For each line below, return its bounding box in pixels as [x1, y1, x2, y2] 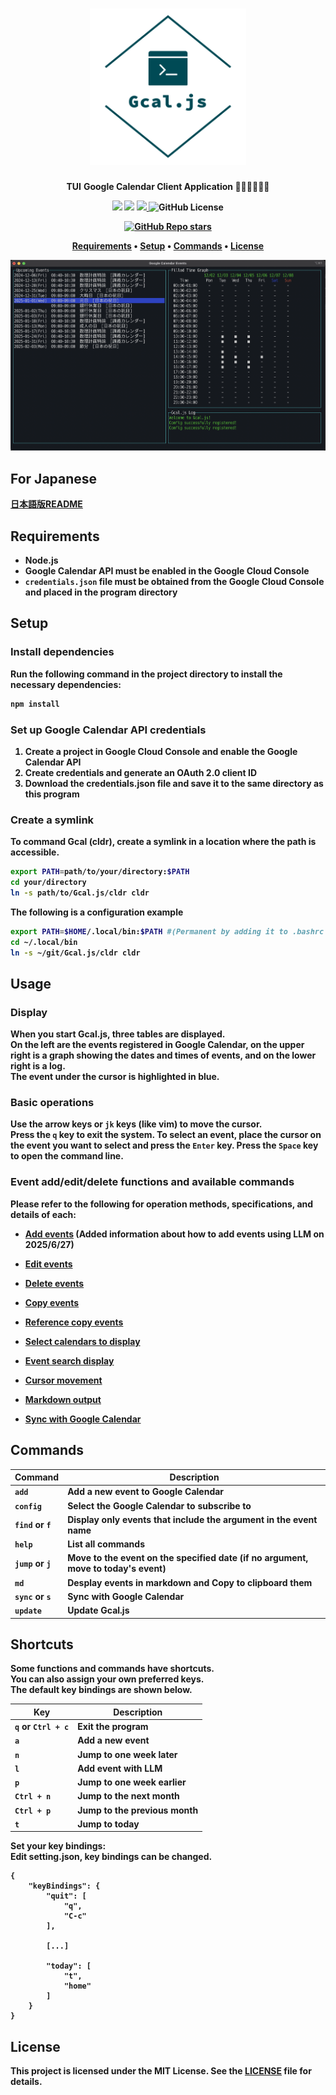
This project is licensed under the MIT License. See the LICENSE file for [10, 2065, 312, 2077]
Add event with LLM [77, 1762, 163, 1774]
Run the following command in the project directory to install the [10, 668, 283, 680]
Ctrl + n [14, 1792, 52, 1802]
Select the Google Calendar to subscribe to [67, 1499, 252, 1512]
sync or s [14, 1590, 52, 1602]
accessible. [10, 846, 60, 858]
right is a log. [10, 1060, 66, 1072]
